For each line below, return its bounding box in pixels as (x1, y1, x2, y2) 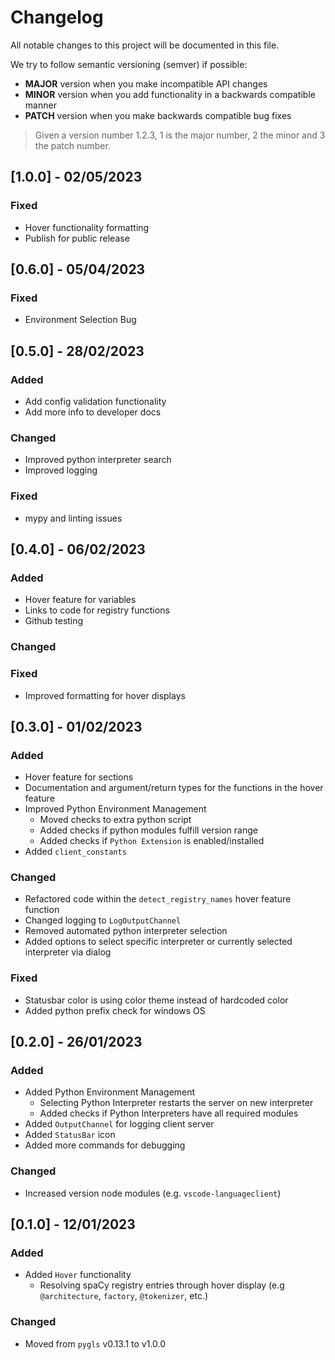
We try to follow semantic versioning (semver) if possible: (10, 58, 248, 70)
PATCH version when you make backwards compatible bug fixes (24, 109, 292, 121)
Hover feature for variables (24, 594, 137, 606)
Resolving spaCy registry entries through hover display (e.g (39, 1279, 285, 1291)
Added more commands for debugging (24, 1139, 186, 1151)
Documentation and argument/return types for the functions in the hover (24, 782, 324, 794)
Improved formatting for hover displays (24, 689, 186, 701)
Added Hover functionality (24, 1269, 132, 1281)
